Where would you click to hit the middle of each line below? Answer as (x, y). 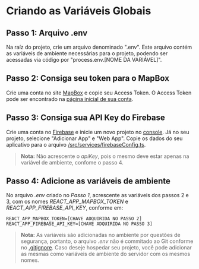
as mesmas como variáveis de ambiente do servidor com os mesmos (105, 254)
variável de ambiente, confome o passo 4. (72, 162)
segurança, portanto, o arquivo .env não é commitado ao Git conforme (107, 241)
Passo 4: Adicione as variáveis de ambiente (89, 181)
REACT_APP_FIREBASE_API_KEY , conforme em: (65, 208)
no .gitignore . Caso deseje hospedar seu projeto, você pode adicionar (106, 248)
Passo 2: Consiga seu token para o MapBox (88, 78)
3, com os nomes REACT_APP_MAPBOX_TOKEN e (67, 202)
